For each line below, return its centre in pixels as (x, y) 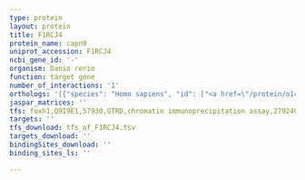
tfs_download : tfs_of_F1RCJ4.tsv (73, 128)
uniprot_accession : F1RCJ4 (60, 52)
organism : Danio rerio (52, 69)
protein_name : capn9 (49, 43)
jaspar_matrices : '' (49, 102)
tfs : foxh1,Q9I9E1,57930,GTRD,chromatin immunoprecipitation (128, 111)
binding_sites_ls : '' (50, 153)
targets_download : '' (50, 136)
